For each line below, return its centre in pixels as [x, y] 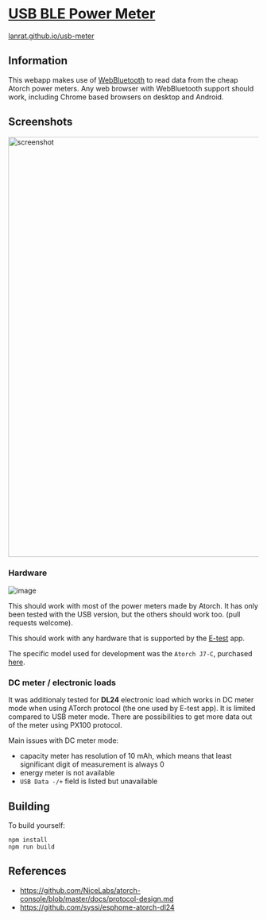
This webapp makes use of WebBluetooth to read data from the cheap [123, 79]
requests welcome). [41, 622]
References [37, 871]
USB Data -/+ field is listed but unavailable [89, 781]
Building [29, 806]
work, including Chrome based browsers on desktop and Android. [116, 97]
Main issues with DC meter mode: [64, 740]
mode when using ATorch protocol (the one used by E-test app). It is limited [132, 709]
